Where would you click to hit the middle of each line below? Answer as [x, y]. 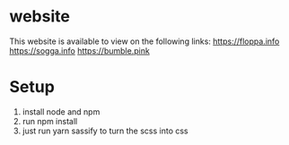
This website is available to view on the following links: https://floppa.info [144, 41]
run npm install [50, 121]
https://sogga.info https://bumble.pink [79, 50]
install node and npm [61, 111]
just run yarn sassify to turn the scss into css [105, 131]
